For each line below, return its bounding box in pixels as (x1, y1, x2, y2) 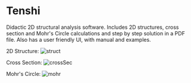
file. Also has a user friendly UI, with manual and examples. (6, 36, 151, 43)
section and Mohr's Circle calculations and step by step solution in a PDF (6, 29, 186, 36)
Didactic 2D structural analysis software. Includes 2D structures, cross (6, 24, 179, 31)
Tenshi (6, 4, 40, 18)
